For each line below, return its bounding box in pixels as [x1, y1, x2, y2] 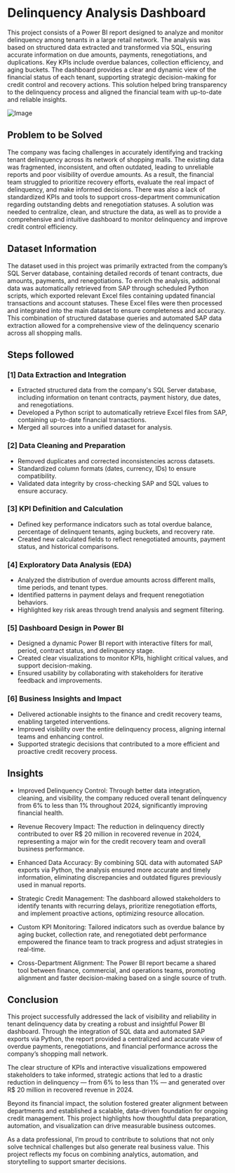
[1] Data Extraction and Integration [7, 370, 126, 380]
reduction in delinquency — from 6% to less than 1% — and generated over [7, 1078, 226, 1087]
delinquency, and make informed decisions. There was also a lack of [7, 185, 206, 194]
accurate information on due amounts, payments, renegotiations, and [7, 51, 208, 59]
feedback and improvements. [17, 676, 103, 685]
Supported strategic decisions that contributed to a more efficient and [17, 739, 220, 748]
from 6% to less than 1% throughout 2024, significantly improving [17, 801, 208, 809]
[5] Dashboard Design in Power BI [7, 623, 124, 633]
